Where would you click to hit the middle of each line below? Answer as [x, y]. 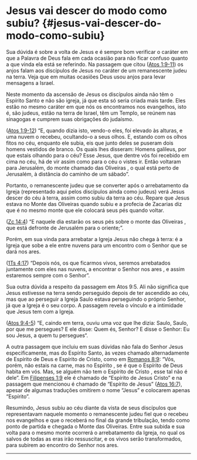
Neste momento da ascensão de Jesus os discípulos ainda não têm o [90, 94]
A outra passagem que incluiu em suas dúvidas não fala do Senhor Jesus [95, 346]
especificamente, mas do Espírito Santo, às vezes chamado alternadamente [98, 353]
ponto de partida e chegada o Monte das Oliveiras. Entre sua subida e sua [96, 426]
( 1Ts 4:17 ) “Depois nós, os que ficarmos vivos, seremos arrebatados [89, 263]
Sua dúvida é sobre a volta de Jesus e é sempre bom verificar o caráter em [97, 52]
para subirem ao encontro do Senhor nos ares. [62, 445]
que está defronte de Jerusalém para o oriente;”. [65, 228]
